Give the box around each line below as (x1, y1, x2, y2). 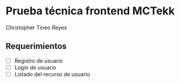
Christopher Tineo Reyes (5, 24, 67, 31)
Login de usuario (14, 64, 57, 71)
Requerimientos (5, 41, 67, 51)
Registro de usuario (14, 57, 63, 64)
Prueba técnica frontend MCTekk (5, 4, 175, 18)
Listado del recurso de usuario (14, 70, 91, 78)
